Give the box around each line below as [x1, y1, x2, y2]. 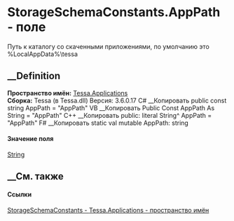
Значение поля [7, 135, 54, 143]
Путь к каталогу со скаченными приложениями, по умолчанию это [7, 42, 210, 51]
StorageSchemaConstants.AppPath [7, 4, 221, 20]
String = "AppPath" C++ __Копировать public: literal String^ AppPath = [7, 111, 212, 119]
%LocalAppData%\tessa [7, 50, 78, 58]
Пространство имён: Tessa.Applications [7, 88, 128, 97]
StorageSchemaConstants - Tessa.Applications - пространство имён [7, 206, 209, 214]
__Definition [7, 70, 61, 82]
